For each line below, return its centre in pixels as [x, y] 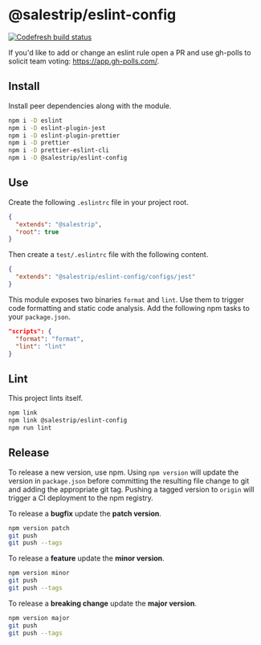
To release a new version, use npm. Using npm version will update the [124, 472]
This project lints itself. [46, 398]
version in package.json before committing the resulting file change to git [129, 480]
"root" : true [37, 232]
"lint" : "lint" [41, 346]
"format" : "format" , [50, 339]
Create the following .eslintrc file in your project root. [98, 202]
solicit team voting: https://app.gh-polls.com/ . [84, 61]
